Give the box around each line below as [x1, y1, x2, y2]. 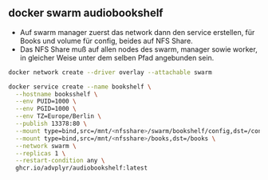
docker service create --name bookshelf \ [8, 83, 152, 91]
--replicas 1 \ [15, 149, 66, 158]
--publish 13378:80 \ [15, 119, 88, 128]
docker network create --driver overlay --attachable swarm [8, 68, 213, 76]
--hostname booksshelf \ [15, 90, 98, 98]
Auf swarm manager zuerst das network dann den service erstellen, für [19, 27, 255, 37]
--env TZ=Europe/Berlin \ [15, 112, 102, 120]
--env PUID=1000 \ [15, 97, 77, 106]
